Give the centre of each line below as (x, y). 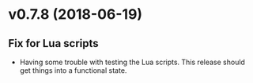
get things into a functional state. (73, 70)
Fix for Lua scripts (53, 43)
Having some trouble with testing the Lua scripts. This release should (132, 62)
